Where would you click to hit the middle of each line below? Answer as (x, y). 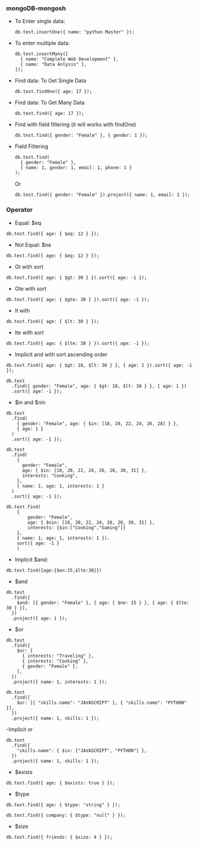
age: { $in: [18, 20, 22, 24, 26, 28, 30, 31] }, (84, 470)
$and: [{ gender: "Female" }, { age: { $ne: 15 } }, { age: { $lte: (103, 603)
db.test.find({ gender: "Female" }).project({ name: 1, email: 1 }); (103, 195)
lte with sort (29, 332)
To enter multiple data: (42, 43)
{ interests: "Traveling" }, (58, 656)
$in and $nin (30, 402)
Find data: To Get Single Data (50, 81)
